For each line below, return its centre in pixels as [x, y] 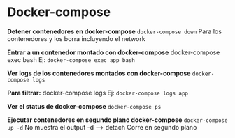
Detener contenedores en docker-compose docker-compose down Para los [115, 31]
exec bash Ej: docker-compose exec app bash [71, 59]
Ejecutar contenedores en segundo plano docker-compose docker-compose [117, 120]
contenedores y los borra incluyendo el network [76, 38]
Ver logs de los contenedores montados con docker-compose [99, 73]
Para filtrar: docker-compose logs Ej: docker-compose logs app [98, 93]
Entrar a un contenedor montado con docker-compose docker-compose [114, 52]
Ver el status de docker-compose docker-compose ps [84, 106]
